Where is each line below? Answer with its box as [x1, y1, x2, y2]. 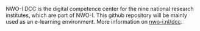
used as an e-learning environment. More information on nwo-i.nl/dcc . [5, 18, 182, 25]
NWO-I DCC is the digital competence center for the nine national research [5, 5, 195, 12]
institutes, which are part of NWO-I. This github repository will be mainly [5, 12, 187, 19]
